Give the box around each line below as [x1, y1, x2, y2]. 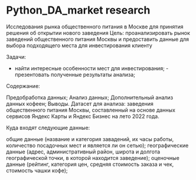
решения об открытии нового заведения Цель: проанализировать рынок [6, 29, 191, 36]
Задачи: [6, 53, 27, 60]
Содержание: [6, 82, 40, 89]
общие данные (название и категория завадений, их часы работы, [6, 135, 174, 142]
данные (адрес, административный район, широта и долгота [6, 148, 161, 155]
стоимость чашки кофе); [6, 166, 68, 174]
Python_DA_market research [6, 4, 151, 17]
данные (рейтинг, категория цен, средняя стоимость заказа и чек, [6, 161, 174, 168]
